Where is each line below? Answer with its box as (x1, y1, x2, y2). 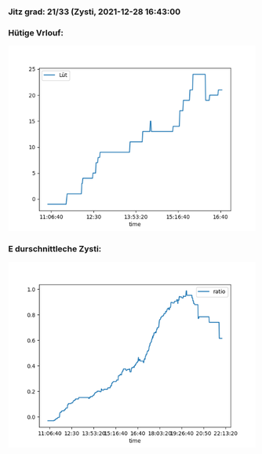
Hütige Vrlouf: (8, 27, 64, 38)
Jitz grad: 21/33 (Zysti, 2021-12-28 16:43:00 (8, 6, 181, 17)
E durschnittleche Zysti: (8, 243, 102, 254)
